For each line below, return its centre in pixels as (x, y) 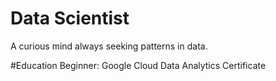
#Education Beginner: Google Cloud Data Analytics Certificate (138, 65)
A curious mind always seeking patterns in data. (109, 46)
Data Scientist (70, 18)
